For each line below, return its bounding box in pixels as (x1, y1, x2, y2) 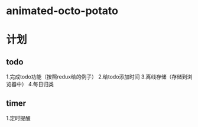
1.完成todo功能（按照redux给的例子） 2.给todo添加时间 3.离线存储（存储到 (6, 73, 187, 80)
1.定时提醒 (6, 115, 31, 122)
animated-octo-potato (6, 4, 119, 18)
